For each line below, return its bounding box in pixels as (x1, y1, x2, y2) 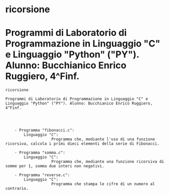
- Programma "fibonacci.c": (14, 128, 74, 133)
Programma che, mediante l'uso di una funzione (51, 137, 155, 142)
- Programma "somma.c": (14, 150, 66, 156)
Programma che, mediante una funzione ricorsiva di (51, 159, 164, 164)
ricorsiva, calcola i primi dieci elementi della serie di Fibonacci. (5, 141, 160, 146)
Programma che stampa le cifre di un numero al (51, 182, 155, 187)
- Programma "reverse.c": (14, 172, 70, 178)
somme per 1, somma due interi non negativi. (5, 164, 104, 169)
